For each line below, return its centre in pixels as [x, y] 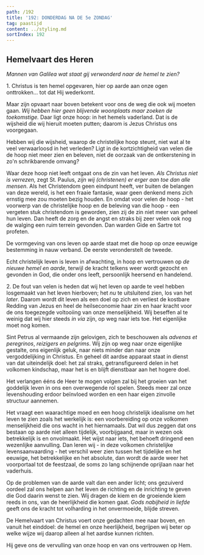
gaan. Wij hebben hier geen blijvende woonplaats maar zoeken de [90, 110]
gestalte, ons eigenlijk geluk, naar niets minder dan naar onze [83, 350]
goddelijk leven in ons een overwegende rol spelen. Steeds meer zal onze [99, 387]
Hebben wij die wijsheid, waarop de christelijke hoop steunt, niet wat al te [98, 141]
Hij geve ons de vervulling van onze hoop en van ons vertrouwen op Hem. [99, 545]
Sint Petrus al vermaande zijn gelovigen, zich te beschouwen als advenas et [102, 337]
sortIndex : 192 [26, 35]
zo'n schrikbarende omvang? [43, 161]
